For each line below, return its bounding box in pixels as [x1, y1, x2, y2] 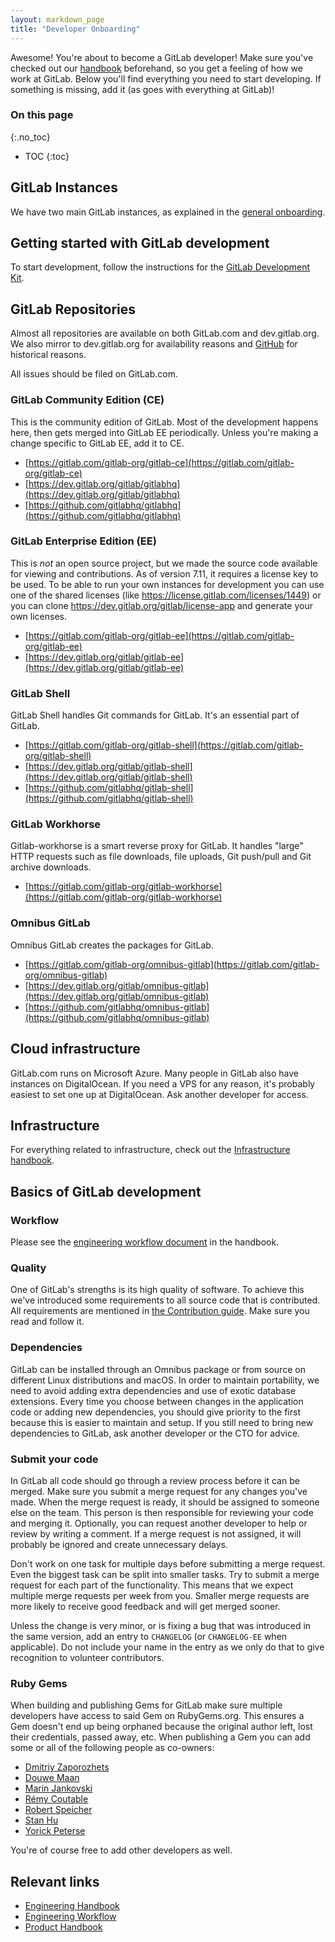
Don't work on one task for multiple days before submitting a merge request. [10, 1557, 326, 1570]
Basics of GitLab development [10, 1183, 202, 1200]
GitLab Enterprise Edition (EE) [10, 534, 157, 548]
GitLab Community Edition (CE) [10, 393, 165, 407]
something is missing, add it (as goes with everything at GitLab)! [10, 83, 275, 95]
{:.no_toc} [10, 131, 51, 143]
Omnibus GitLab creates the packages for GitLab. [10, 939, 214, 951]
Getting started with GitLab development [10, 235, 270, 251]
